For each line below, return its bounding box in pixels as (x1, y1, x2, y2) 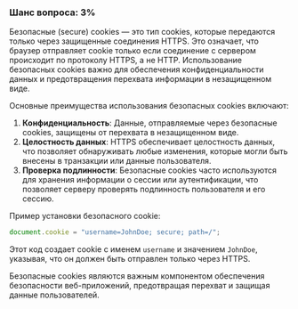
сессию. (21, 193, 55, 204)
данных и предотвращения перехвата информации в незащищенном (9, 74, 272, 85)
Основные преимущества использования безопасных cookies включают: (9, 101, 289, 111)
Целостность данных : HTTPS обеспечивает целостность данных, (21, 136, 276, 148)
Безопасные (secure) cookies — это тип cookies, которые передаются (9, 27, 276, 37)
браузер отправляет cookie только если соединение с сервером (9, 45, 256, 56)
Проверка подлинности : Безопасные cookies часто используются (21, 165, 278, 175)
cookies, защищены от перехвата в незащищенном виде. (21, 127, 239, 138)
